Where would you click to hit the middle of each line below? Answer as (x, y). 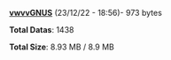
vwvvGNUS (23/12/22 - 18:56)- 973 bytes (85, 13)
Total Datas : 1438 (42, 30)
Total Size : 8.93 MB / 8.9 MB (62, 47)
